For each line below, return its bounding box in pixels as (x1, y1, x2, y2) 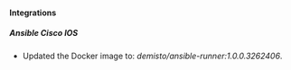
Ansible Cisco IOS (9, 28, 79, 39)
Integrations (9, 7, 57, 18)
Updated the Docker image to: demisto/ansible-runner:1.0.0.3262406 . (22, 50, 283, 61)
